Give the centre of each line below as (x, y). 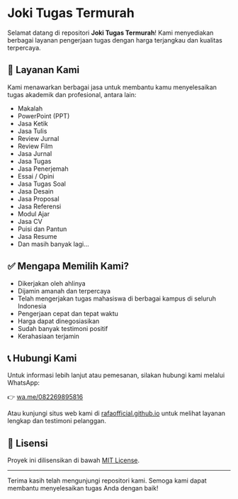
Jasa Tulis (32, 131)
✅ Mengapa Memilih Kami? (68, 266)
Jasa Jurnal (35, 153)
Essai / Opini (36, 176)
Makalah (30, 108)
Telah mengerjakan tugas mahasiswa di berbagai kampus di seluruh (117, 298)
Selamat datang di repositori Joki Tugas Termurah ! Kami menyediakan (110, 33)
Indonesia (32, 305)
